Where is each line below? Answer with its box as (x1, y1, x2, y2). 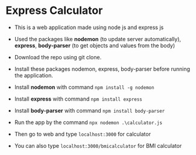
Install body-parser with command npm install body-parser (14, 107, 165, 114)
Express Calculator (5, 4, 103, 18)
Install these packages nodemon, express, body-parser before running (14, 65, 191, 73)
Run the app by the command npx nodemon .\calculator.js (14, 119, 163, 126)
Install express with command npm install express (14, 95, 143, 102)
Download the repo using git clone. (14, 53, 102, 61)
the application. (14, 71, 54, 79)
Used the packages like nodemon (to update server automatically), (14, 35, 182, 42)
